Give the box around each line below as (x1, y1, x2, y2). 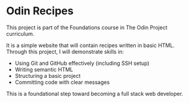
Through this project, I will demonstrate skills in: (6, 48, 124, 55)
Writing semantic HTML (14, 65, 74, 73)
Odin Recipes (6, 4, 74, 18)
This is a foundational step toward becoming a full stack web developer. (6, 90, 184, 97)
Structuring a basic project (14, 72, 81, 79)
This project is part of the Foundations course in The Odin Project (6, 24, 167, 31)
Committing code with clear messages (14, 79, 110, 86)
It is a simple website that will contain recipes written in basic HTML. (6, 42, 175, 49)
